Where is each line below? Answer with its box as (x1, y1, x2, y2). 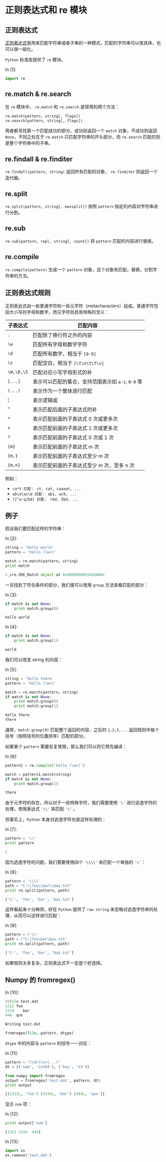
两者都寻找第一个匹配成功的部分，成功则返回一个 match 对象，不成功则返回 (5, 128, 157, 134)
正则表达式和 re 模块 (5, 4, 87, 16)
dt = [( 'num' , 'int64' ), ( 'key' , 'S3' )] (5, 1064, 90, 1069)
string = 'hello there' (5, 676, 54, 681)
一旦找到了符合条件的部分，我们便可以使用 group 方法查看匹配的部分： (5, 581, 149, 588)
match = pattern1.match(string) (5, 772, 72, 777)
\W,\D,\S (7, 369, 28, 375)
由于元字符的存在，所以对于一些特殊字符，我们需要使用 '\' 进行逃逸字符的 (5, 800, 157, 806)
